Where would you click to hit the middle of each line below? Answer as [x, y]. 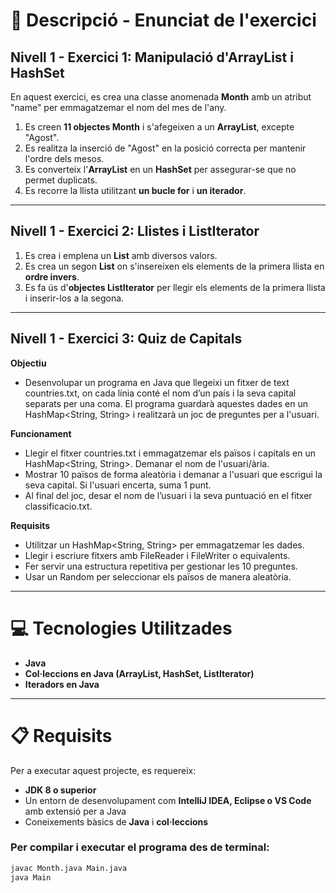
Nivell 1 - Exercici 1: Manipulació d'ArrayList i [152, 57]
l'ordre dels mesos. [64, 158]
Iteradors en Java [62, 684]
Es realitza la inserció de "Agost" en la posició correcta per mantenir [165, 148]
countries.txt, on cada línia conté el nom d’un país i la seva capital [160, 393]
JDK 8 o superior [60, 790]
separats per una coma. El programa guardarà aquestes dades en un [166, 403]
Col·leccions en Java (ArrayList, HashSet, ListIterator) [139, 673]
